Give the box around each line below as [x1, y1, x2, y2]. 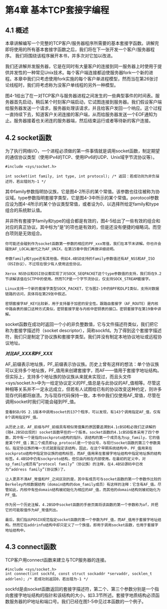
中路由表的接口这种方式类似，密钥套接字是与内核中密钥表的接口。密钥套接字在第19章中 [5, 306, 158, 311]
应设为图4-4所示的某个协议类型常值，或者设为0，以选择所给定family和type [5, 201, 159, 207]
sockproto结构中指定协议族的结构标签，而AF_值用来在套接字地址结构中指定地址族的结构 [5, 451, 162, 456]
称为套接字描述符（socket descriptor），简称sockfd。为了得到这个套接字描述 [5, 327, 162, 333]
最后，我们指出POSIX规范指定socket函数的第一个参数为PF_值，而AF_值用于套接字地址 [5, 517, 158, 522]
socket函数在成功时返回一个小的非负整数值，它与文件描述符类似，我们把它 [5, 321, 158, 327]
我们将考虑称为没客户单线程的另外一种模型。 [26, 82, 118, 88]
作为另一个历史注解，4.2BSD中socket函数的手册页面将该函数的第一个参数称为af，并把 [5, 502, 159, 507]
